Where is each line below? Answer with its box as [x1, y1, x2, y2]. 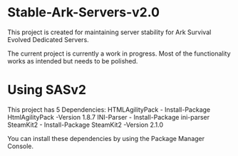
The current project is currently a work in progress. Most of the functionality [7, 49, 231, 58]
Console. [7, 142, 34, 150]
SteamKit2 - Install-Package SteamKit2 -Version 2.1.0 [7, 120, 164, 129]
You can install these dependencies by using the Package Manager [7, 134, 205, 142]
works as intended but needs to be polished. [7, 56, 138, 65]
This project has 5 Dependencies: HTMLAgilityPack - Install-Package [7, 105, 211, 114]
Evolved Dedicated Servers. [7, 35, 89, 43]
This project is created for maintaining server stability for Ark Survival [7, 28, 212, 36]
